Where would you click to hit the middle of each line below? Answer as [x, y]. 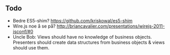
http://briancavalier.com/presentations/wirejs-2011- [111, 26]
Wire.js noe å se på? [34, 26]
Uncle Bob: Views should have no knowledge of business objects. [82, 37]
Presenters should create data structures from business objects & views [89, 42]
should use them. [31, 47]
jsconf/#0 [23, 31]
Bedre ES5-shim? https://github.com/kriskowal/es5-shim [73, 20]
